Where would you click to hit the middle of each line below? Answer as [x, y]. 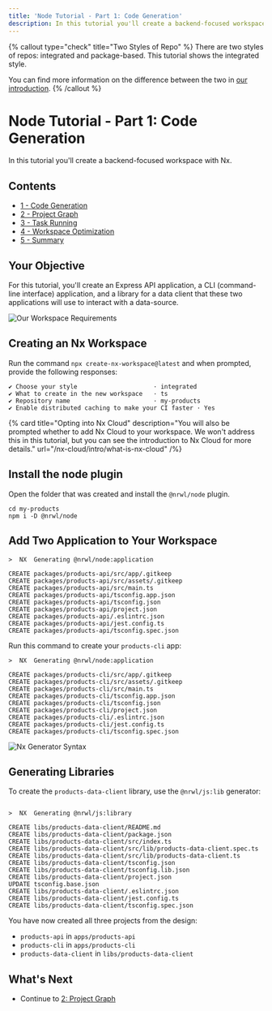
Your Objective [47, 266]
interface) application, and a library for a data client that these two [132, 294]
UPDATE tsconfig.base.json [54, 884]
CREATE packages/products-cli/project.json [83, 710]
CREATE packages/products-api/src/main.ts [81, 588]
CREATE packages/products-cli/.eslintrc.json [86, 717]
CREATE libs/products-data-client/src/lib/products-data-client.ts [125, 856]
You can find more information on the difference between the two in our [128, 80]
